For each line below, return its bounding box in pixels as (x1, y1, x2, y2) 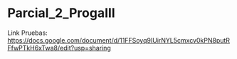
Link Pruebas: (7, 28, 48, 37)
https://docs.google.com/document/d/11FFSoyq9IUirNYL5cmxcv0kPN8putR (7, 36, 230, 44)
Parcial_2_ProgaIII (7, 5, 115, 21)
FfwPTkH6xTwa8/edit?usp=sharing (7, 43, 112, 52)
